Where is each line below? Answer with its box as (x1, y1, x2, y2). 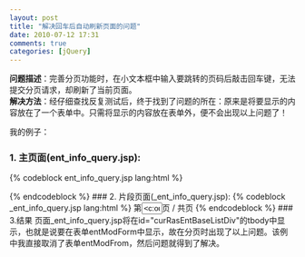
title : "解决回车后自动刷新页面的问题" (9, 22, 141, 31)
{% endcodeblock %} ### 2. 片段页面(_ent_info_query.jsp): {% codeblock (9, 192, 286, 203)
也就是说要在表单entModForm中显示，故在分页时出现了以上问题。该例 (25, 226, 289, 237)
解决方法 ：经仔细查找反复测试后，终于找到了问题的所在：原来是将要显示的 (9, 96, 288, 107)
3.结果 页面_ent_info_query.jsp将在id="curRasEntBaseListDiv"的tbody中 (9, 215, 278, 226)
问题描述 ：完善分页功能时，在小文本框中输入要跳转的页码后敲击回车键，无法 (9, 74, 296, 84)
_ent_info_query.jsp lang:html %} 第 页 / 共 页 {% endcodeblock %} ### (9, 203, 293, 213)
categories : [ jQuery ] (9, 47, 92, 56)
